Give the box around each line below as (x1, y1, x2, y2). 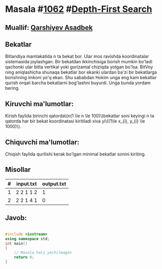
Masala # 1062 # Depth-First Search (5, 3, 153, 15)
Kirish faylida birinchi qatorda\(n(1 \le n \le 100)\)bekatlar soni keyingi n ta (5, 113, 155, 119)
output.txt (42, 180, 66, 187)
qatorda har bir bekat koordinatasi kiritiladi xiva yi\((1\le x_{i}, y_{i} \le (5, 118, 145, 124)
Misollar (5, 165, 31, 174)
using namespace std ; (5, 236, 50, 241)
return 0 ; (14, 255, 35, 260)
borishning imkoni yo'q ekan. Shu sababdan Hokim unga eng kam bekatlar (5, 75, 157, 81)
